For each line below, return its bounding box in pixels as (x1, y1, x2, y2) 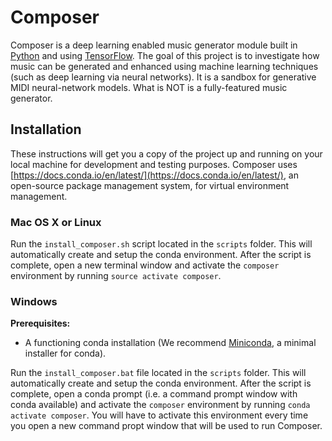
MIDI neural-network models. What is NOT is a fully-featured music (10, 81, 288, 93)
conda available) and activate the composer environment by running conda (10, 399, 311, 411)
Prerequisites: (10, 317, 71, 330)
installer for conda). (24, 347, 107, 360)
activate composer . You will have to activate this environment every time (10, 409, 309, 421)
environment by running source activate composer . (10, 270, 222, 282)
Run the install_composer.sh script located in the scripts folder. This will (10, 238, 313, 250)
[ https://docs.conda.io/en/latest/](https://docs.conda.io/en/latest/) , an (10, 169, 299, 181)
